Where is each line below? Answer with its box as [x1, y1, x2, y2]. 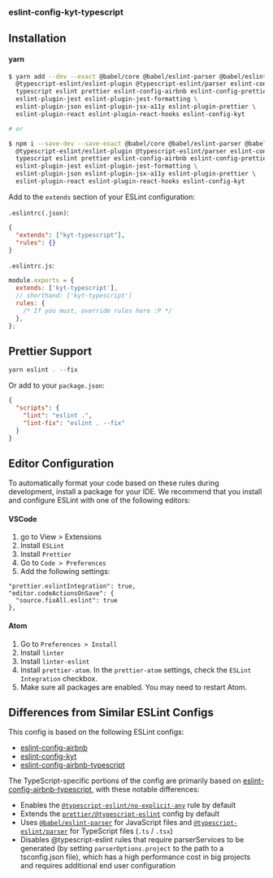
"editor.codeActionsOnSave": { [8, 589, 115, 598]
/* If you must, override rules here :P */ [23, 306, 173, 315]
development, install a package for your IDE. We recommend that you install [8, 487, 262, 497]
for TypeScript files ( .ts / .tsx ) [69, 826, 173, 836]
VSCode [8, 514, 37, 524]
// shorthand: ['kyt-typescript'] [15, 292, 132, 300]
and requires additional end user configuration [19, 861, 176, 871]
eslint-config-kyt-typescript [8, 7, 123, 18]
